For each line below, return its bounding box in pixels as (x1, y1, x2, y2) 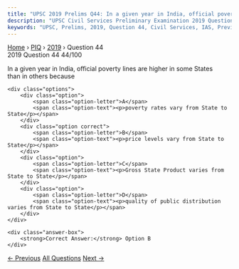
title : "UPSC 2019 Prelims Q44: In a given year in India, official (7, 10, 215, 18)
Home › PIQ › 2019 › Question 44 (7, 43, 104, 52)
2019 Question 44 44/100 (7, 51, 83, 59)
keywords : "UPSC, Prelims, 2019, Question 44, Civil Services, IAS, (7, 23, 215, 31)
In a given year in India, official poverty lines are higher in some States (7, 65, 213, 73)
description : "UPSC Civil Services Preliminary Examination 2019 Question (7, 17, 234, 24)
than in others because (7, 72, 75, 80)
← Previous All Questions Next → (7, 254, 105, 263)
